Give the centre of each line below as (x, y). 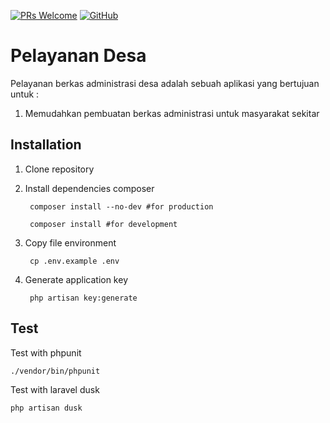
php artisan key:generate (83, 298)
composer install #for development (103, 224)
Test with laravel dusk (55, 389)
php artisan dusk (46, 408)
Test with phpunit (46, 352)
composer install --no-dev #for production (121, 206)
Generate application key (76, 279)
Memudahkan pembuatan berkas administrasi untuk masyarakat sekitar (172, 113)
